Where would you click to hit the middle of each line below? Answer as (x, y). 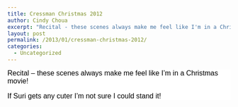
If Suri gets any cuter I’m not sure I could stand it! (84, 96)
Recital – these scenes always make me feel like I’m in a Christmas (113, 73)
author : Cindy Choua (38, 20)
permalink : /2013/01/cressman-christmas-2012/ (77, 40)
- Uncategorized (38, 53)
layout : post (27, 33)
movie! (18, 81)
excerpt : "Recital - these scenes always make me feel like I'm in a (112, 27)
